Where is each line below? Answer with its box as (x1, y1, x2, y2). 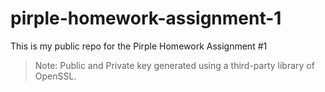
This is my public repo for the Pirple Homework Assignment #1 (10, 40, 268, 52)
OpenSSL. (34, 70, 77, 82)
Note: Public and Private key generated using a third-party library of (34, 59, 315, 71)
